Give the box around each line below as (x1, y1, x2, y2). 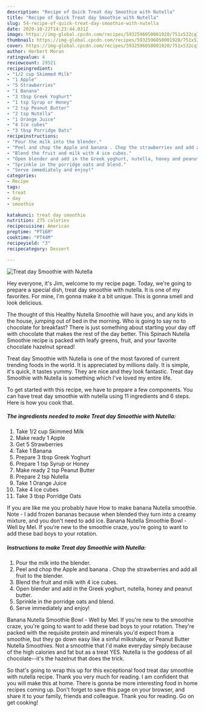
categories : (7, 173, 37, 179)
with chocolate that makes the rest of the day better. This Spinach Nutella (7, 330, 190, 337)
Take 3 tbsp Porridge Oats (15, 493, 81, 500)
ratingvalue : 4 (7, 54, 45, 60)
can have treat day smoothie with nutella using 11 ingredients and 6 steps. (7, 392, 191, 400)
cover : (7, 43, 24, 49)
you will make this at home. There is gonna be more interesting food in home (7, 680, 198, 687)
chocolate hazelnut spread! (7, 343, 75, 350)
